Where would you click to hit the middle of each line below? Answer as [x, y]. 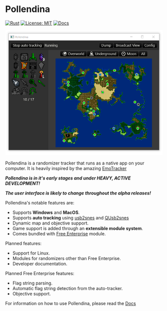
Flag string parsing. [32, 283]
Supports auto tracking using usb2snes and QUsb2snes [70, 217]
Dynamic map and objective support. [50, 223]
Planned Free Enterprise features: [40, 273]
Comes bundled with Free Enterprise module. [59, 233]
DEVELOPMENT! [23, 183]
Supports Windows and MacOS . [46, 212]
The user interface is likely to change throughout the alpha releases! [78, 193]
